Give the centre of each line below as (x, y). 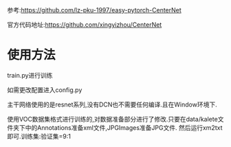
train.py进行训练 (30, 75)
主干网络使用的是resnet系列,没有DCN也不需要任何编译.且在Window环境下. (112, 104)
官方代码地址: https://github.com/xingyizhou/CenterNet (85, 25)
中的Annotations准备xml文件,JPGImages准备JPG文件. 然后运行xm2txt (124, 127)
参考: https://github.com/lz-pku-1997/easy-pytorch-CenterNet (95, 10)
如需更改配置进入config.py (45, 90)
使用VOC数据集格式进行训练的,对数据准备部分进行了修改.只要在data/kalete (112, 119)
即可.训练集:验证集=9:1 (39, 136)
